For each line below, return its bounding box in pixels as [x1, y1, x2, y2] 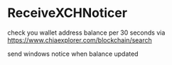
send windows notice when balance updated [7, 49, 139, 58]
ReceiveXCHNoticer [7, 5, 128, 21]
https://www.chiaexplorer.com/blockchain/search [7, 35, 153, 44]
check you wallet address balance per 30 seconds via [7, 28, 166, 37]
